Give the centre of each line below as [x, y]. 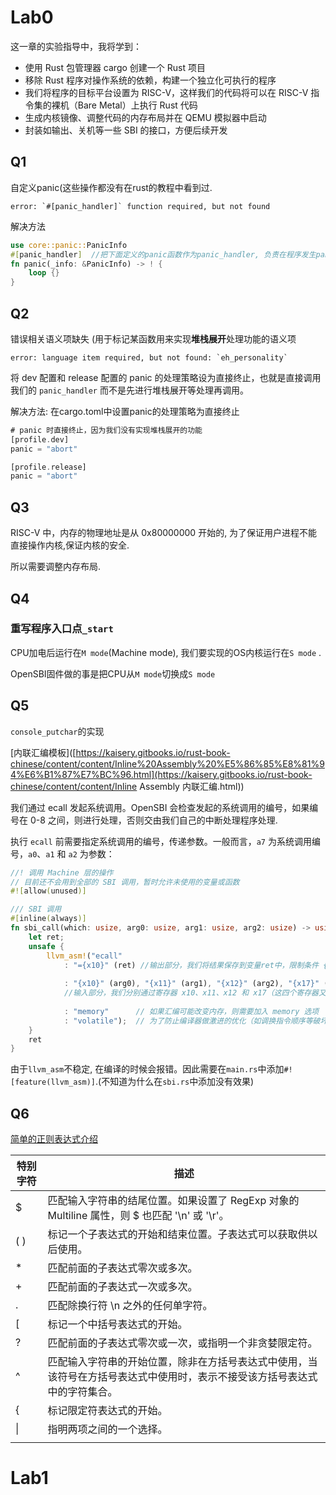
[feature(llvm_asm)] [53, 1082]
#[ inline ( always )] [48, 919]
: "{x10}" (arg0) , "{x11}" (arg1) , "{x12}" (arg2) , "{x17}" [191, 984]
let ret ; [46, 937]
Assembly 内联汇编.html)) [192, 786]
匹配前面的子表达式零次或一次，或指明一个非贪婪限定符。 [182, 1343]
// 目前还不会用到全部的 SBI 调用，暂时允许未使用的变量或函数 [125, 882]
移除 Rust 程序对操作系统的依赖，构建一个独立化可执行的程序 [150, 80]
